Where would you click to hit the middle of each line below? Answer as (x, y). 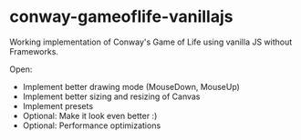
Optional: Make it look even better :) (90, 115)
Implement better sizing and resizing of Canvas (111, 96)
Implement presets (58, 105)
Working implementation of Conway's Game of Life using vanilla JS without (151, 42)
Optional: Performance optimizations (92, 125)
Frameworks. (34, 51)
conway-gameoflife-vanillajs (121, 17)
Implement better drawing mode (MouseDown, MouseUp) (131, 86)
